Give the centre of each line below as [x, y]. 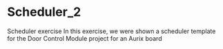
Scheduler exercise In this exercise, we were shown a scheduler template [111, 31]
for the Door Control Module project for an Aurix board [85, 38]
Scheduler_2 [44, 12]
